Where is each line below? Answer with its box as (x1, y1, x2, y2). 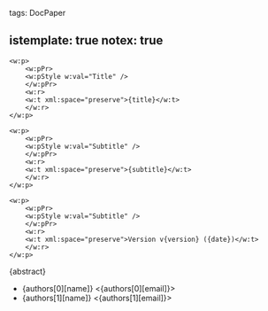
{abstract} (9, 266, 47, 276)
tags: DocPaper (9, 8, 66, 18)
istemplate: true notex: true (9, 33, 164, 48)
